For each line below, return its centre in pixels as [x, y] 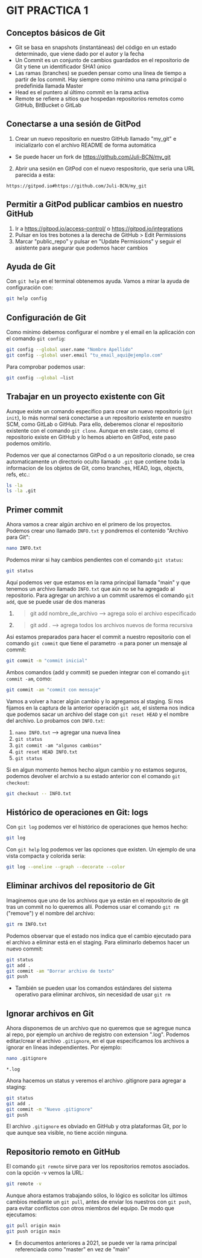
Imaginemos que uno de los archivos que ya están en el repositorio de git [97, 900]
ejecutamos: [22, 1214]
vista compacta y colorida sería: [46, 856]
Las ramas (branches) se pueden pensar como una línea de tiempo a [100, 73]
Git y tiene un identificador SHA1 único [63, 66]
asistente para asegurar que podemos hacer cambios [81, 248]
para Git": [18, 537]
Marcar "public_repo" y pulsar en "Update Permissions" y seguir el [98, 241]
